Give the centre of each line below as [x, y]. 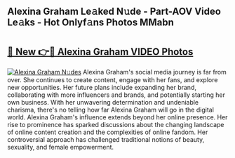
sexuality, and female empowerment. [61, 147]
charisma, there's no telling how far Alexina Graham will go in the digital [110, 110]
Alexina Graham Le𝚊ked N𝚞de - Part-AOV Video [114, 12]
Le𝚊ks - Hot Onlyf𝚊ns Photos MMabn [90, 23]
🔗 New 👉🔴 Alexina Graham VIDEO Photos [100, 52]
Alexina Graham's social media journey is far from [155, 72]
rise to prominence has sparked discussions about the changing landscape [116, 125]
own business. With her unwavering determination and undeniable [103, 102]
